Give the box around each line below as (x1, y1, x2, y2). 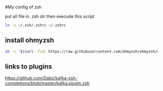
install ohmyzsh (5, 36, 54, 45)
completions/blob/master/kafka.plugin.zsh (5, 80, 90, 86)
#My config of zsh (5, 4, 42, 10)
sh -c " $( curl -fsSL (5, 49, 47, 54)
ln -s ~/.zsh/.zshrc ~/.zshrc (5, 23, 66, 28)
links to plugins (5, 62, 52, 71)
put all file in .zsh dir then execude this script (5, 14, 95, 19)
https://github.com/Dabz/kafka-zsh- (5, 75, 78, 81)
